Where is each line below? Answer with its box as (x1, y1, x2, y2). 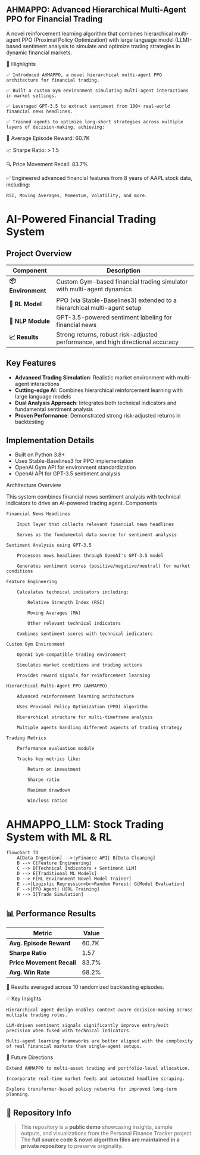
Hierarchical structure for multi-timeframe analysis (17, 714, 153, 720)
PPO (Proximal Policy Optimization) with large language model (21, 36, 174, 43)
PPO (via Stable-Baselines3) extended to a (56, 296, 177, 304)
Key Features (6, 358, 57, 368)
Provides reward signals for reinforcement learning (17, 673, 151, 678)
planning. (6, 1091, 31, 1098)
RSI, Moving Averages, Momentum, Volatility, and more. (6, 192, 148, 198)
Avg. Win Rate (9, 968, 51, 976)
